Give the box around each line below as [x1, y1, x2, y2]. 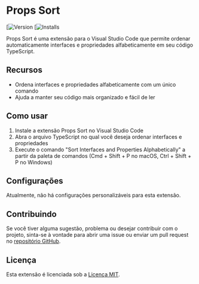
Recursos [6, 65, 43, 75]
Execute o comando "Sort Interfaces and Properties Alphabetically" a [14, 146, 186, 153]
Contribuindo [6, 209, 57, 219]
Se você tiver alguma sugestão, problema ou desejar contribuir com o [6, 225, 178, 232]
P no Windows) [14, 158, 53, 166]
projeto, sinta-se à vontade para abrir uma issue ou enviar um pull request [6, 231, 189, 239]
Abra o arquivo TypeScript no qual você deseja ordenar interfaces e [14, 133, 182, 141]
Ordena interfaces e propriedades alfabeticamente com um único [14, 81, 176, 88]
